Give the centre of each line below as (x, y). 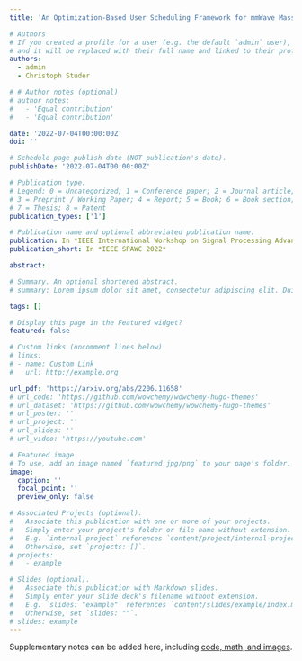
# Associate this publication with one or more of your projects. (140, 521)
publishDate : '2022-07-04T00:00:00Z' (80, 167)
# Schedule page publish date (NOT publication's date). (118, 158)
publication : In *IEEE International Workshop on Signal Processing (140, 241)
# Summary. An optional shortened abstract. (94, 281)
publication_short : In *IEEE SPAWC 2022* (88, 249)
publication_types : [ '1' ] (58, 216)
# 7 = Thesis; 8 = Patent (58, 208)
